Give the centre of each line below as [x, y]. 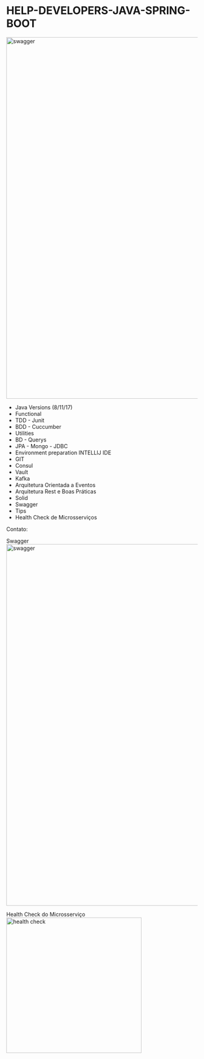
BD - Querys [31, 440]
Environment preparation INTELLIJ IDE [63, 452]
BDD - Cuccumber [38, 426]
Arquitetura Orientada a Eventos [55, 485]
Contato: [17, 529]
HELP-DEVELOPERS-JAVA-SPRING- [98, 11]
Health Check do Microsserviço [46, 914]
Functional [28, 413]
